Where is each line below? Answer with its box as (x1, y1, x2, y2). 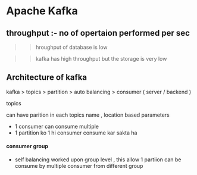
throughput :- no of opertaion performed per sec (6, 28, 190, 38)
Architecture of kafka (6, 73, 87, 83)
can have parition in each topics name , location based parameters (6, 111, 170, 118)
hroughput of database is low (35, 43, 108, 51)
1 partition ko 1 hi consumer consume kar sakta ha (14, 129, 137, 136)
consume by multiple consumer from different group (14, 162, 143, 170)
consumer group (6, 143, 49, 150)
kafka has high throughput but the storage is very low (35, 55, 167, 62)
